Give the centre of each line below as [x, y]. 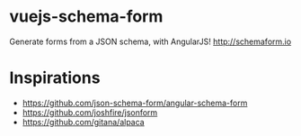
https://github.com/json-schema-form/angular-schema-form [135, 103]
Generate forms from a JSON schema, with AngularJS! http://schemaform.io [150, 41]
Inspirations [55, 78]
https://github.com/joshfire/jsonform [90, 112]
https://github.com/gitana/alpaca [84, 122]
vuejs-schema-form [86, 17]
